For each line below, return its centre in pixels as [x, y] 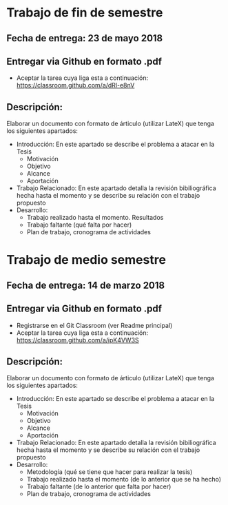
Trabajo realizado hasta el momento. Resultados [95, 218]
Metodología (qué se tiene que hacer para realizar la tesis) [110, 472]
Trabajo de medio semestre [86, 260]
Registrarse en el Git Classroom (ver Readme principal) [94, 325]
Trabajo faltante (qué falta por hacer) [79, 225]
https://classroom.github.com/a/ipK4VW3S [77, 340]
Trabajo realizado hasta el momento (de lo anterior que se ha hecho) [124, 480]
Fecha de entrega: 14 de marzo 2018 [86, 285]
